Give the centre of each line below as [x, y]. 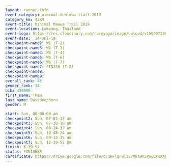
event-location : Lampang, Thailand [43, 29]
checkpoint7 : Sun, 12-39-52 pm [38, 142]
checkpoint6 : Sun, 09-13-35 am [38, 137]
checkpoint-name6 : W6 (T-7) [35, 62]
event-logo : [18, 34]
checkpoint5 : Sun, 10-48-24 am [38, 133]
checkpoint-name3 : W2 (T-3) [35, 48]
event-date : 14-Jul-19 [31, 39]
